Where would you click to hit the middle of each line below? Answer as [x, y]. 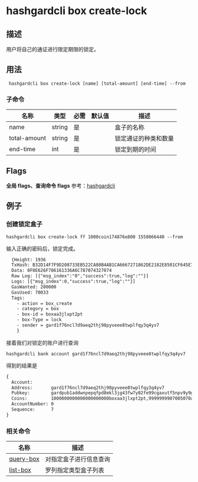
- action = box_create [44, 303]
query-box [24, 459]
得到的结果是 [22, 365]
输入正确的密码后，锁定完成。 [42, 248]
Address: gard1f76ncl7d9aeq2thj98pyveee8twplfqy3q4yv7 [88, 388]
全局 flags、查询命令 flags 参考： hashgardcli [61, 185]
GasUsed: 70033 [30, 292]
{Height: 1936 [29, 260]
